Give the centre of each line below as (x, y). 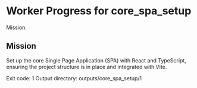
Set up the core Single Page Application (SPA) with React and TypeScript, (96, 60)
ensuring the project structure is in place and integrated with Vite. (87, 67)
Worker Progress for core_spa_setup (99, 11)
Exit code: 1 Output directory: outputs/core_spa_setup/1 (74, 78)
